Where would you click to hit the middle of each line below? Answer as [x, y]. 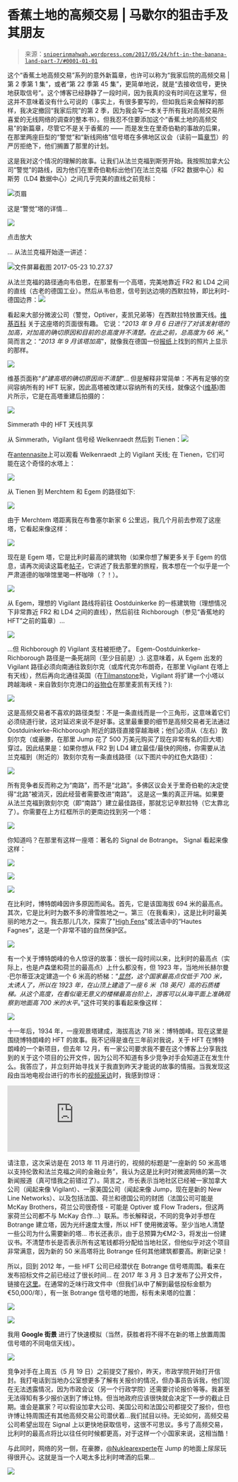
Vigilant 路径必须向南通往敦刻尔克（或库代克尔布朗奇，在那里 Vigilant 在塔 [115, 666]
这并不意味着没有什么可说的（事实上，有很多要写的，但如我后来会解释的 [112, 101]
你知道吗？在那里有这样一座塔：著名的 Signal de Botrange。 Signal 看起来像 [118, 840]
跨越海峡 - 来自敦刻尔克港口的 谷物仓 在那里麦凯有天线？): [90, 684]
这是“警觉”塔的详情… [38, 208]
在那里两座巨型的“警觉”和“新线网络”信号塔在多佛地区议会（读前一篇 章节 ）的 [118, 137]
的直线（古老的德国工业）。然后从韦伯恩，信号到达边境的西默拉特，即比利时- [119, 291]
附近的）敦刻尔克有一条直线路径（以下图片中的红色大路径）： [126, 757]
